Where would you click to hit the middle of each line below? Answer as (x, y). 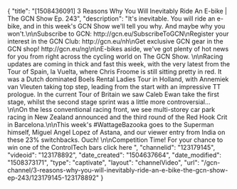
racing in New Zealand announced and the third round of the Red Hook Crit (117, 117)
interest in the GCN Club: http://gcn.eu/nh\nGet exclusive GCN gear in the (115, 41)
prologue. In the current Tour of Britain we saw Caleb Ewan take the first (113, 94)
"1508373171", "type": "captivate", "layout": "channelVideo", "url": (104, 163)
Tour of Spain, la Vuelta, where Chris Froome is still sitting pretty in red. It (115, 72)
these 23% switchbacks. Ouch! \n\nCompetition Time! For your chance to (115, 140)
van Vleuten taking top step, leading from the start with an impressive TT (114, 87)
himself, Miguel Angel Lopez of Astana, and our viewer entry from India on (116, 132)
